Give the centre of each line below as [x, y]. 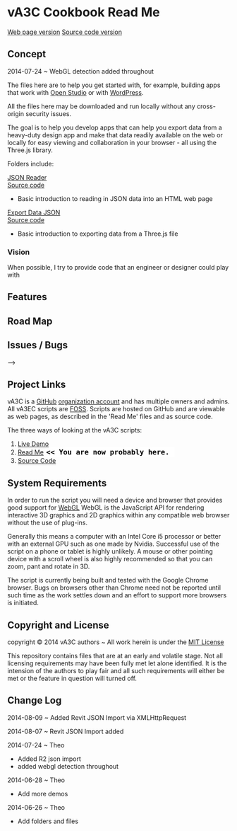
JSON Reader [27, 177]
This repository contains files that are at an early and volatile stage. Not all [115, 656]
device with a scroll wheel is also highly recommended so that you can [110, 559]
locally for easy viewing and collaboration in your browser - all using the [112, 142]
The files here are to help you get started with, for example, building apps [114, 85]
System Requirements [57, 483]
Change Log [35, 700]
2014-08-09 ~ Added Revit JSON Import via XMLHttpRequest [97, 717]
